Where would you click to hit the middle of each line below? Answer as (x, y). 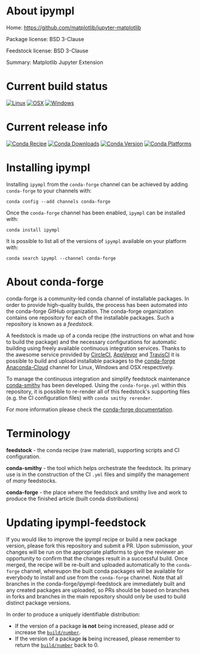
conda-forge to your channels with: (49, 191)
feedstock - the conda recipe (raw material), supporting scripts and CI (93, 450)
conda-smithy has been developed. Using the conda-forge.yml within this (96, 385)
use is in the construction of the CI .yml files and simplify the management (98, 474)
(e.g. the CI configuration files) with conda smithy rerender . (79, 398)
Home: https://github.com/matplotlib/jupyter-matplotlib (74, 27)
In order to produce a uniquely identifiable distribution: (73, 614)
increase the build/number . (48, 632)
